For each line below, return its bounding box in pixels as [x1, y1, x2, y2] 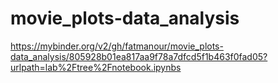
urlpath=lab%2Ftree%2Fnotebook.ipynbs [10, 61, 182, 73]
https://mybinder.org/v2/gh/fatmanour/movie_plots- [10, 40, 224, 52]
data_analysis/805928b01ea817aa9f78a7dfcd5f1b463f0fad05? [10, 50, 268, 62]
